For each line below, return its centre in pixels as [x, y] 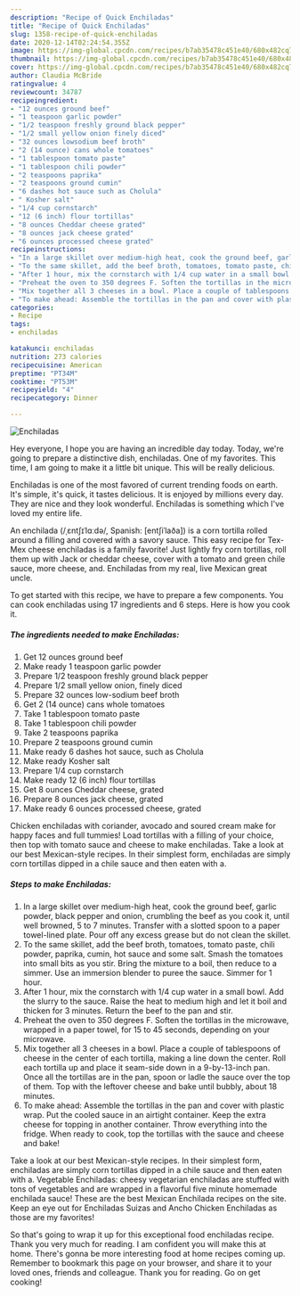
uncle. [22, 578]
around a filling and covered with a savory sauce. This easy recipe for [138, 540]
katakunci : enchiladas [52, 349]
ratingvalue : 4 [38, 84]
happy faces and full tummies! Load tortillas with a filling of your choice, [142, 835]
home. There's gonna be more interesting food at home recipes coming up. [148, 1253]
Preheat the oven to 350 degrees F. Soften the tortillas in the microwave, [156, 1020]
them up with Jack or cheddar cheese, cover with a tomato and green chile [148, 559]
